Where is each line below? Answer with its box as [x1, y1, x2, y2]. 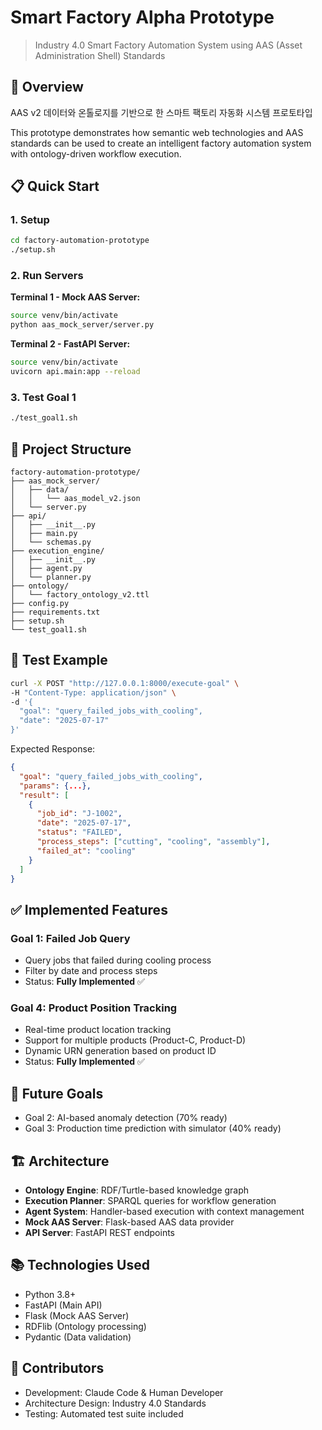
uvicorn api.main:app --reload [10, 367, 141, 377]
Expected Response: [10, 743, 96, 755]
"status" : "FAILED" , [36, 827, 123, 838]
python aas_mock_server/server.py [10, 320, 155, 330]
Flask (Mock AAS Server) [24, 1309, 130, 1321]
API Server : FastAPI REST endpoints [24, 1227, 175, 1239]
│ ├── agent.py [10, 563, 83, 573]
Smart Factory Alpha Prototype [10, 6, 275, 29]
